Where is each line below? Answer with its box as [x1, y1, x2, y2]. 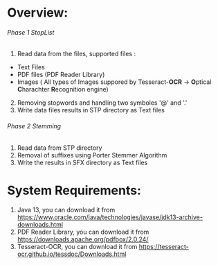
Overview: [7, 5, 69, 21]
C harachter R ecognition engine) [17, 85, 109, 94]
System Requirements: [7, 182, 142, 198]
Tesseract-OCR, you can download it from [17, 242, 138, 250]
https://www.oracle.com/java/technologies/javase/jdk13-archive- [17, 213, 203, 221]
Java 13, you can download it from [17, 205, 116, 214]
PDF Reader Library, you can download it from [17, 228, 149, 236]
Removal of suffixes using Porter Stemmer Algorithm [17, 151, 167, 159]
